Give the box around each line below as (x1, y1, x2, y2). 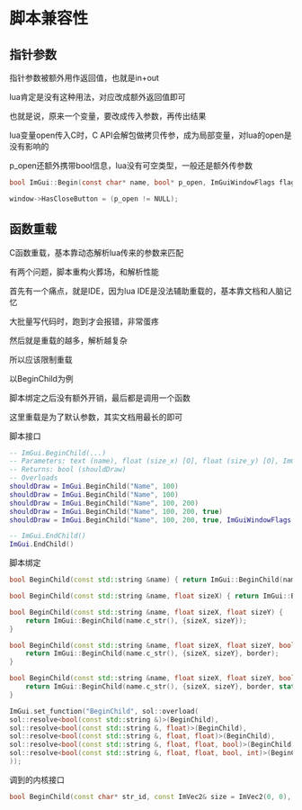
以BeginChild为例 (9, 373, 74, 383)
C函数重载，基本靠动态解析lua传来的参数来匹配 (9, 247, 184, 257)
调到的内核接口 (9, 774, 65, 785)
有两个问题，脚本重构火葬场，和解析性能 (9, 266, 159, 277)
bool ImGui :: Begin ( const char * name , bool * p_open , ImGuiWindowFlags (9, 178, 276, 187)
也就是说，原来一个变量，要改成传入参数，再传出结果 (9, 111, 207, 121)
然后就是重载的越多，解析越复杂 (9, 335, 128, 346)
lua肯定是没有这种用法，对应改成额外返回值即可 (9, 92, 186, 102)
